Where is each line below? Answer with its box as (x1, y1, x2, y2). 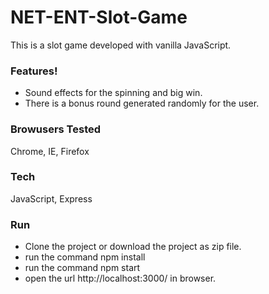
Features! (10, 64, 58, 78)
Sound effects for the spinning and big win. (24, 87, 203, 99)
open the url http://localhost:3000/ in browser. (24, 272, 217, 285)
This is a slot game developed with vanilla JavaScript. (10, 39, 232, 51)
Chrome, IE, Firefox (10, 145, 90, 157)
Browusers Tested (10, 122, 102, 136)
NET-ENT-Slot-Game (10, 6, 188, 29)
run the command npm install (24, 251, 146, 263)
